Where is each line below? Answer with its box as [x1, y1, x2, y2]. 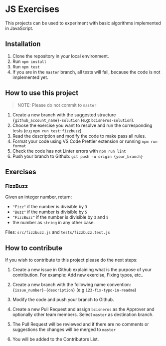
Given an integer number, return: [5, 194, 72, 200]
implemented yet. [12, 74, 48, 80]
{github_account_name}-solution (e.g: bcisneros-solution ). [12, 117, 135, 123]
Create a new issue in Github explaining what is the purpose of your [12, 267, 152, 273]
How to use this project [5, 89, 79, 97]
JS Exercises [5, 3, 60, 15]
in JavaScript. [5, 25, 33, 31]
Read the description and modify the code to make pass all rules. [12, 133, 146, 139]
